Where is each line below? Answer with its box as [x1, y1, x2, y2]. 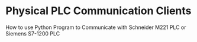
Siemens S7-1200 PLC [5, 30, 60, 37]
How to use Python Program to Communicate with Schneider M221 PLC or [5, 24, 186, 31]
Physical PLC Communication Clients [5, 4, 192, 18]
